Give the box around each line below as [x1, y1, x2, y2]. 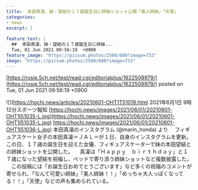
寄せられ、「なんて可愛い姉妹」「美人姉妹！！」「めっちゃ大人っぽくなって [6, 170, 184, 177]
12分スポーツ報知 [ [6, 106, 51, 113]
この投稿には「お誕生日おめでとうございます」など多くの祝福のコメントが [11, 162, 192, 169]
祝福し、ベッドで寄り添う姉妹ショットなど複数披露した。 [52, 155, 192, 162]
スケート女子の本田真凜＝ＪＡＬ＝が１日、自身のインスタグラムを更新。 [16, 133, 192, 140]
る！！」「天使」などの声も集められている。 [6, 177, 112, 184]
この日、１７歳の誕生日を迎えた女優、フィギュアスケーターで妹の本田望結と [6, 141, 192, 148]
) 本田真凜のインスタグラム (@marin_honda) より [49, 126, 169, 133]
